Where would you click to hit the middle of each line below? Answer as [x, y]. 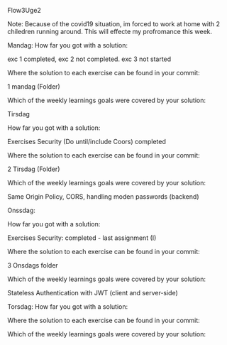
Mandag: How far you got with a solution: [68, 45]
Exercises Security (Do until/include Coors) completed [87, 142]
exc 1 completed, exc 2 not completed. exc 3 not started [89, 59]
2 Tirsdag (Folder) [34, 169]
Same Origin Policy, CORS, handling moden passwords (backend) [103, 197]
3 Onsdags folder [33, 265]
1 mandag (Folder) [34, 87]
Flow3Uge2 [24, 10]
